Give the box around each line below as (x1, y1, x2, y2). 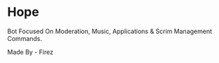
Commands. (7, 34, 43, 42)
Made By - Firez (7, 48, 54, 56)
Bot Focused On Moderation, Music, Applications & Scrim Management (7, 27, 212, 35)
